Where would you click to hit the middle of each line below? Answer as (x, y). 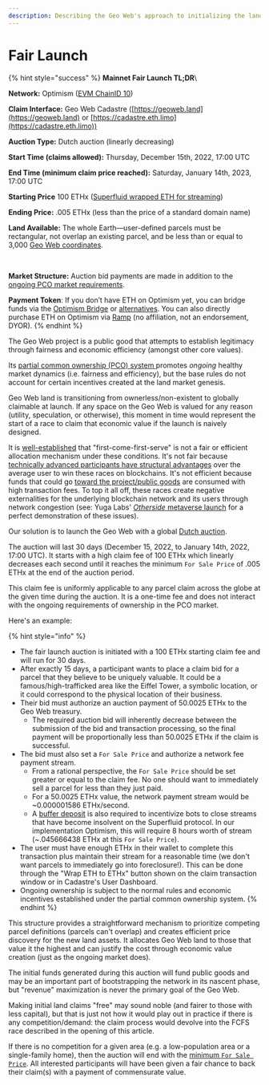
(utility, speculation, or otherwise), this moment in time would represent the (132, 415)
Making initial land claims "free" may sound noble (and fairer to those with (130, 1005)
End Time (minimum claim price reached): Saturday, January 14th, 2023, (130, 173)
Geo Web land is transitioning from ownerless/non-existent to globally (124, 397)
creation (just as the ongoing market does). (80, 957)
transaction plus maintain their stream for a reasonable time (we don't (135, 856)
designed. (25, 432)
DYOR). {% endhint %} (46, 325)
